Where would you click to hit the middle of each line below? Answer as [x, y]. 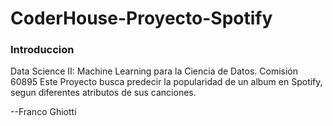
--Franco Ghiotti [43, 112]
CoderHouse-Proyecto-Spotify [141, 18]
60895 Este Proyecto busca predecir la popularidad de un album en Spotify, [166, 82]
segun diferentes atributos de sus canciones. [103, 93]
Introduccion [42, 50]
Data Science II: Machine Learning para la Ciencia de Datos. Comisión [154, 71]
